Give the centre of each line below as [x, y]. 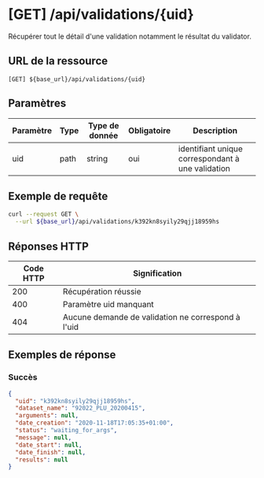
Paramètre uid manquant [108, 304]
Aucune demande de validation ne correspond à [152, 317]
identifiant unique [211, 149]
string [97, 158]
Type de [103, 125]
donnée [104, 135]
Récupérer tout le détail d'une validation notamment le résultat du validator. [130, 36]
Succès [23, 377]
